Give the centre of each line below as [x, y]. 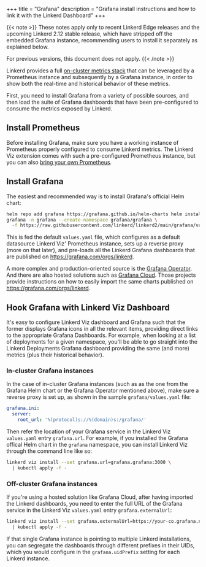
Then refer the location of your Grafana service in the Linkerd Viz [89, 431]
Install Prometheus [43, 128]
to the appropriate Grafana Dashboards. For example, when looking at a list [101, 335]
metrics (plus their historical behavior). [55, 355]
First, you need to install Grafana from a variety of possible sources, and [97, 95]
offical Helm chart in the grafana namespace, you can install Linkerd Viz [97, 444]
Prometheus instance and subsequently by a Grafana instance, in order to [100, 77]
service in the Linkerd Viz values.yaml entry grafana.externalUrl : [89, 510]
